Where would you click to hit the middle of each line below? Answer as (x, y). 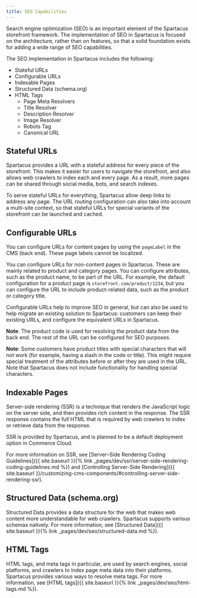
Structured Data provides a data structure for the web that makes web (91, 512)
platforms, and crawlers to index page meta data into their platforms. (89, 570)
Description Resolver (49, 114)
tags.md (16, 589)
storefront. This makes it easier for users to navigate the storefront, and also (98, 171)
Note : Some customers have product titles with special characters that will (96, 349)
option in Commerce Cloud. (39, 443)
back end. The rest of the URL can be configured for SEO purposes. (88, 338)
